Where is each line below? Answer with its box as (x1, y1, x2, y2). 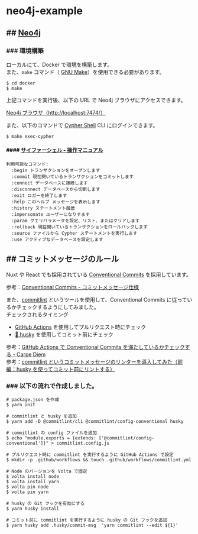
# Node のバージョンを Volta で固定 (6, 468, 87, 474)
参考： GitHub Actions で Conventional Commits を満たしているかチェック (6, 343, 185, 350)
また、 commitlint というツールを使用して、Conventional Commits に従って (6, 296, 187, 303)
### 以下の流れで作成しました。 (6, 381, 98, 390)
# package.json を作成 (6, 397, 60, 403)
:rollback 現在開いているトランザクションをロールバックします (11, 224, 148, 230)
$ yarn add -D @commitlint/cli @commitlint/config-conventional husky (6, 419, 184, 425)
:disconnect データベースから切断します (11, 186, 100, 193)
